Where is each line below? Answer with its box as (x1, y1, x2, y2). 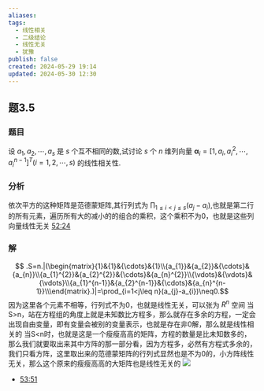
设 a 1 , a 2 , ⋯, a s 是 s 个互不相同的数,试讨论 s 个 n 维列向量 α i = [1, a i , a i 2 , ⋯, (8, 145, 248, 157)
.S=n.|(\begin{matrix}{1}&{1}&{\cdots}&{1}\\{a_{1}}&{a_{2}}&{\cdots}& (26, 261, 250, 271)
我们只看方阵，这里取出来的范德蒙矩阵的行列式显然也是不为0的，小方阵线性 (8, 349, 255, 359)
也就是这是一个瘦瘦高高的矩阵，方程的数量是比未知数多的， (58, 330, 251, 339)
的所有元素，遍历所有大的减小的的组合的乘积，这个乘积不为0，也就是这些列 (8, 212, 255, 221)
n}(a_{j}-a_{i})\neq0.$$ (154, 286, 229, 296)
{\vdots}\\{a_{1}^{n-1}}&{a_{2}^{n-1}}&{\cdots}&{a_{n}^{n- (39, 278, 226, 287)
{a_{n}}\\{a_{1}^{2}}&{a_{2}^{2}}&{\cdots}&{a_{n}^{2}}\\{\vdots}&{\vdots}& (12, 269, 253, 279)
